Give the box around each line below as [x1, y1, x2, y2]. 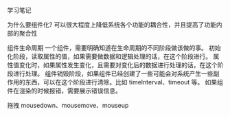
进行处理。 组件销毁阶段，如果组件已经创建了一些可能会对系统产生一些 [12, 69, 214, 78]
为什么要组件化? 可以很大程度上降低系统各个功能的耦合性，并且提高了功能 [7, 21, 217, 29]
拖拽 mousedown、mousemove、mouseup [7, 102, 129, 109]
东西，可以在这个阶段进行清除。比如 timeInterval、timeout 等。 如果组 [25, 78, 224, 86]
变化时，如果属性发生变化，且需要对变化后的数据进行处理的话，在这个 [19, 61, 218, 69]
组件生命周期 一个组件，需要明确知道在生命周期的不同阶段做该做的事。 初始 [7, 44, 221, 51]
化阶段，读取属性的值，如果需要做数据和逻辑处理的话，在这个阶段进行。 [7, 52, 211, 60]
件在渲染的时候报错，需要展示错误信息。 [7, 86, 122, 95]
